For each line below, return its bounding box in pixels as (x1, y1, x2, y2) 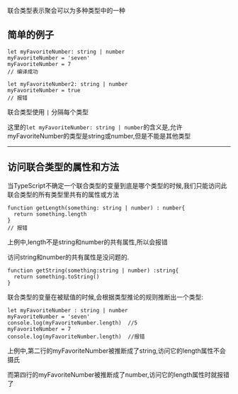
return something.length (13, 210, 87, 218)
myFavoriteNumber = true (7, 87, 81, 94)
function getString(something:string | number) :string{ (7, 267, 179, 274)
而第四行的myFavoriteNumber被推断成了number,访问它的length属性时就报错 (7, 370, 230, 378)
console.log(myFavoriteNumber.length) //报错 (7, 333, 145, 340)
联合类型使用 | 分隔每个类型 (7, 107, 89, 116)
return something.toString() (13, 273, 100, 280)
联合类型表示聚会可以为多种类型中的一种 (7, 6, 125, 14)
